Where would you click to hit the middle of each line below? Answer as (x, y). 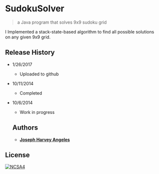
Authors (25, 128)
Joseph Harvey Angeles (45, 139)
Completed (31, 93)
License (17, 155)
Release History (30, 52)
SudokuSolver (35, 9)
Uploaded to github (39, 74)
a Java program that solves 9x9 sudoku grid (62, 22)
